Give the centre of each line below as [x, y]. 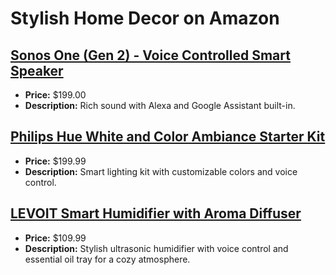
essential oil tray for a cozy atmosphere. [107, 259]
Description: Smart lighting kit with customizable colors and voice [161, 171]
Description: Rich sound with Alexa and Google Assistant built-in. [160, 105]
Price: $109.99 [55, 238]
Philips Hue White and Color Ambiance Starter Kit [168, 137]
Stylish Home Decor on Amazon [145, 18]
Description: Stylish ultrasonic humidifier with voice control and [156, 248]
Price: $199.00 [55, 95]
